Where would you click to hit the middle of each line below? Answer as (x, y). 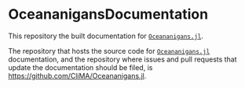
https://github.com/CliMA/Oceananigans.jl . (77, 76)
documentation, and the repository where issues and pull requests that (122, 59)
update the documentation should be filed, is (80, 67)
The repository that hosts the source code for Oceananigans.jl (109, 51)
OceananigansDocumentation (108, 14)
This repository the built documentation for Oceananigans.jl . (106, 36)
